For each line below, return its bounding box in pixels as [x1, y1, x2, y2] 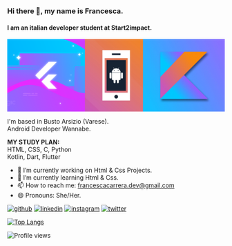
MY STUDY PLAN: [7, 138, 60, 146]
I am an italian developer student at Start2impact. [7, 23, 153, 32]
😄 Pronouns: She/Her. [17, 191, 81, 199]
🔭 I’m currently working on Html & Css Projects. [17, 166, 153, 174]
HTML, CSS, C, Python [7, 145, 72, 153]
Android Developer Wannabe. [7, 124, 91, 133]
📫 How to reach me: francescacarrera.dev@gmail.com [17, 181, 175, 189]
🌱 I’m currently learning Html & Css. [17, 173, 119, 182]
